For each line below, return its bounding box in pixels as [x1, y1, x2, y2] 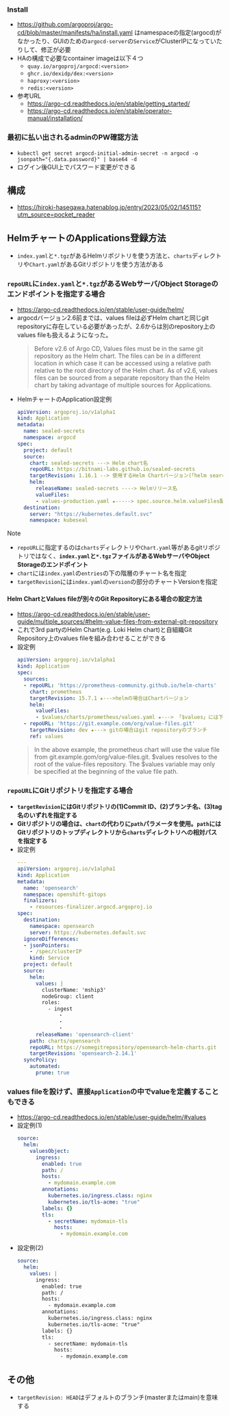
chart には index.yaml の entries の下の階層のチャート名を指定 [16, 569, 187, 577]
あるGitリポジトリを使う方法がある [66, 260, 164, 269]
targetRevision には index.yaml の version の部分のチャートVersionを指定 [16, 578, 218, 586]
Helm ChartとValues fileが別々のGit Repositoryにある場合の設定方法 [7, 594, 203, 602]
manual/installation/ [27, 114, 84, 123]
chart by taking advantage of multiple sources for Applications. [34, 380, 212, 389]
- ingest [47, 1005, 73, 1012]
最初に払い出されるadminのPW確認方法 [7, 132, 138, 142]
